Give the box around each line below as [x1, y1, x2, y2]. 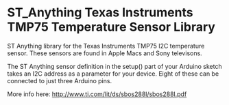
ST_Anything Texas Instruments [7, 5, 193, 20]
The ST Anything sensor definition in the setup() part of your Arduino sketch [7, 62, 222, 70]
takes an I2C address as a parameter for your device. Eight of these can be [7, 70, 219, 78]
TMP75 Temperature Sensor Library [7, 19, 216, 35]
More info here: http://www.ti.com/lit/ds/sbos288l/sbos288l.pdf [7, 90, 187, 98]
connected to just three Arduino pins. [7, 76, 112, 85]
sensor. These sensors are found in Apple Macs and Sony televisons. [7, 49, 202, 57]
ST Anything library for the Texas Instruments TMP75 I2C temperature [7, 42, 205, 50]
